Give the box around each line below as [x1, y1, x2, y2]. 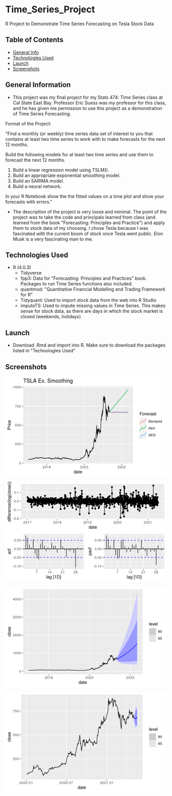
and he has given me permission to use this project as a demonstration [12, 105, 162, 111]
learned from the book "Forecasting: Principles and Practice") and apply [12, 220, 165, 226]
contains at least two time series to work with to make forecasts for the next [5, 136, 165, 142]
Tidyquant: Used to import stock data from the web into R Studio [20, 297, 157, 303]
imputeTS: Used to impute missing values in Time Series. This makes [20, 302, 166, 309]
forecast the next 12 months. [5, 157, 66, 163]
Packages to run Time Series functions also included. [20, 281, 133, 287]
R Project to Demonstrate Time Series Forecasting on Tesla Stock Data [5, 21, 154, 27]
